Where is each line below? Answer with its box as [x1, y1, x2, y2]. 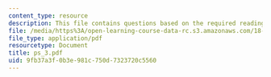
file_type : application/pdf [8, 34, 103, 43]
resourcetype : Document [8, 42, 89, 50]
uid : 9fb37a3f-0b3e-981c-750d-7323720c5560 [8, 57, 157, 65]
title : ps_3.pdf [8, 49, 63, 57]
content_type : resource [8, 11, 89, 20]
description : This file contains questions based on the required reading [8, 19, 265, 27]
